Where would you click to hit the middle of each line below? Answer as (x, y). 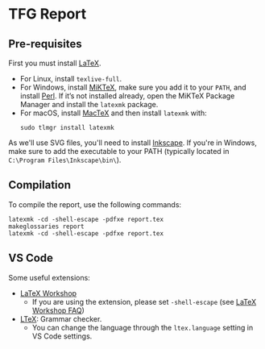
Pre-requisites (45, 44)
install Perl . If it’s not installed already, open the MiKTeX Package (127, 96)
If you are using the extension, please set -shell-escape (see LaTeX (144, 301)
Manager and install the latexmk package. (89, 104)
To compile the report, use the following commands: (95, 204)
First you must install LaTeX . (55, 63)
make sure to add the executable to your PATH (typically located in (119, 151)
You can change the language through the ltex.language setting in (143, 327)
